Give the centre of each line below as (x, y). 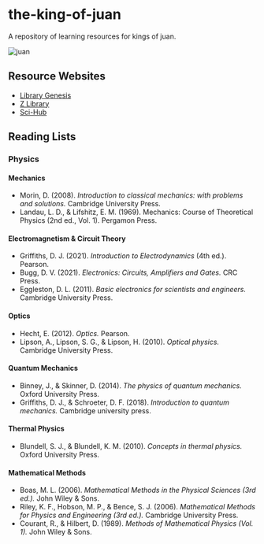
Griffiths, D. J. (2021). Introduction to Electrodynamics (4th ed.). (123, 256)
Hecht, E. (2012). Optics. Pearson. (74, 333)
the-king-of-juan (65, 15)
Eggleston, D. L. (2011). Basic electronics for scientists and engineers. (133, 290)
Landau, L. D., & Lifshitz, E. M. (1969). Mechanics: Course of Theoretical (136, 212)
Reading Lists (42, 137)
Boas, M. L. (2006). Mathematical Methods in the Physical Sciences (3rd (138, 490)
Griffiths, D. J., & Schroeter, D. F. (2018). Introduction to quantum (125, 402)
